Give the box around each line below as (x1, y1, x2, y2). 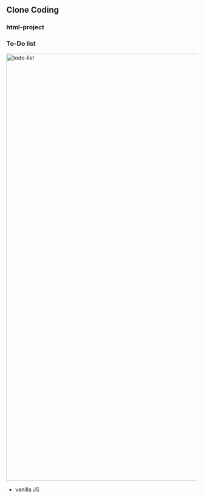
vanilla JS (15, 486, 39, 493)
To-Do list (6, 40, 36, 48)
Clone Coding (6, 5, 59, 15)
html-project (6, 23, 44, 32)
